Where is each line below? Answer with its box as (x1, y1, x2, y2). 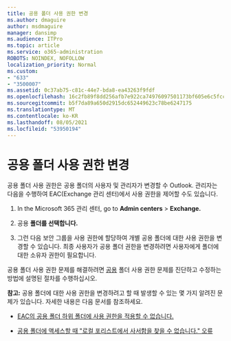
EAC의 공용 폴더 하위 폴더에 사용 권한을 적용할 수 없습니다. (16, 312, 174, 320)
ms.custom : (7, 68, 38, 74)
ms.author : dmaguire (7, 17, 67, 23)
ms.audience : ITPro (7, 36, 63, 43)
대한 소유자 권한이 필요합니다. (16, 251, 97, 259)
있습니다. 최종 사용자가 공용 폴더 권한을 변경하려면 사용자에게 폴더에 (37, 242, 219, 251)
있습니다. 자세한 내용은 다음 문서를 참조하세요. (19, 298, 143, 306)
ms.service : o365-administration (7, 49, 103, 56)
